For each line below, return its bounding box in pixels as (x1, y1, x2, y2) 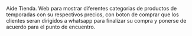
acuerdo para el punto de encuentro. (6, 23, 96, 30)
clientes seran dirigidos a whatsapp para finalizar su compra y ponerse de (6, 17, 187, 24)
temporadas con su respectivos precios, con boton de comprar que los (6, 11, 179, 18)
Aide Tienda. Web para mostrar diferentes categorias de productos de (6, 5, 177, 12)
